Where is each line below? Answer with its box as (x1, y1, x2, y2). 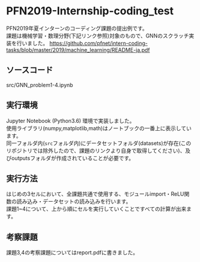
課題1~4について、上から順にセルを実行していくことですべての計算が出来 (6, 205, 187, 212)
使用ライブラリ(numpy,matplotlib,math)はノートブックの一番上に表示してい (6, 124, 192, 132)
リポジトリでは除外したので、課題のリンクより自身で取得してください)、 (6, 147, 186, 154)
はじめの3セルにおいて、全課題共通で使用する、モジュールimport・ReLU (6, 190, 184, 198)
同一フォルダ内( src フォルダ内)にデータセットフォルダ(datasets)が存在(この (6, 139, 192, 147)
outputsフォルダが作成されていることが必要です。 (11, 154, 134, 162)
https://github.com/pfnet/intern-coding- (49, 39, 148, 47)
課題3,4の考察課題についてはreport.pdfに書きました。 (6, 249, 139, 256)
